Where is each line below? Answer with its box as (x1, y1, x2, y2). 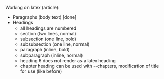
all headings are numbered (20, 25, 77, 31)
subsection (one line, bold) (20, 36, 76, 42)
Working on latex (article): (5, 5, 60, 10)
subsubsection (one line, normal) (20, 41, 90, 47)
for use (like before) (20, 68, 62, 74)
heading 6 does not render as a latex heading (20, 58, 116, 63)
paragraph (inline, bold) (20, 47, 70, 52)
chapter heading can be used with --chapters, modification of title (20, 63, 159, 69)
